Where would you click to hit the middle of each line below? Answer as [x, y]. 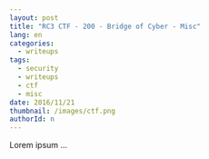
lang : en [26, 35]
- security [38, 69]
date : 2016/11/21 [42, 102]
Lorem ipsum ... [39, 145]
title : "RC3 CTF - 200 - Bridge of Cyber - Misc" [105, 26]
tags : [20, 60]
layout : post [34, 18]
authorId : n [32, 119]
